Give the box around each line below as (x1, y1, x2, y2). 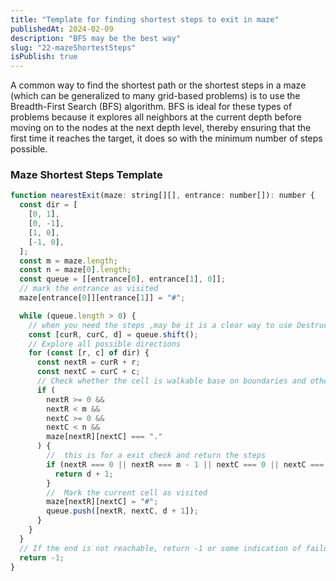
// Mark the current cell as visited (46, 487, 208, 498)
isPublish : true (10, 52, 78, 62)
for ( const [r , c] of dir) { (28, 348, 150, 358)
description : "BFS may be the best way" (10, 33, 182, 43)
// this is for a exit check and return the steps (46, 451, 267, 461)
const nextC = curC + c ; (36, 367, 141, 377)
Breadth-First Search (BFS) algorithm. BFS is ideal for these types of (10, 101, 293, 113)
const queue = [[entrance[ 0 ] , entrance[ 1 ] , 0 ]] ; (19, 274, 226, 285)
